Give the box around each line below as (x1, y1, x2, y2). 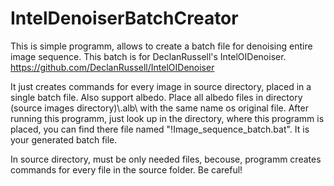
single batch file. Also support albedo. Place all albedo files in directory (10, 91, 303, 103)
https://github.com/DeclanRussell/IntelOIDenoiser (10, 61, 215, 73)
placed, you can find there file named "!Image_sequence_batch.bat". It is (10, 123, 310, 135)
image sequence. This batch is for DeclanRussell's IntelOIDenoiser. (10, 50, 287, 62)
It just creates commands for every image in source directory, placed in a (10, 80, 312, 92)
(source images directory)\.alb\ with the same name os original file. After (10, 102, 309, 114)
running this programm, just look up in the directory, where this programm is (10, 112, 325, 124)
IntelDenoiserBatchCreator (10, 7, 239, 30)
